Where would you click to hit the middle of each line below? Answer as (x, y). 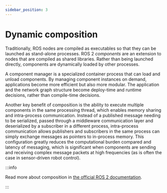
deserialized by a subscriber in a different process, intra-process (72, 126)
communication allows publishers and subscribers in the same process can (83, 131)
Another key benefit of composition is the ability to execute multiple (75, 105)
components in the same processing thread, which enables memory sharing (83, 110)
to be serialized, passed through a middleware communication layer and (79, 121)
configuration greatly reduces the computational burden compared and (78, 142)
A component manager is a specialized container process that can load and (83, 74)
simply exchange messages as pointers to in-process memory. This (75, 136)
